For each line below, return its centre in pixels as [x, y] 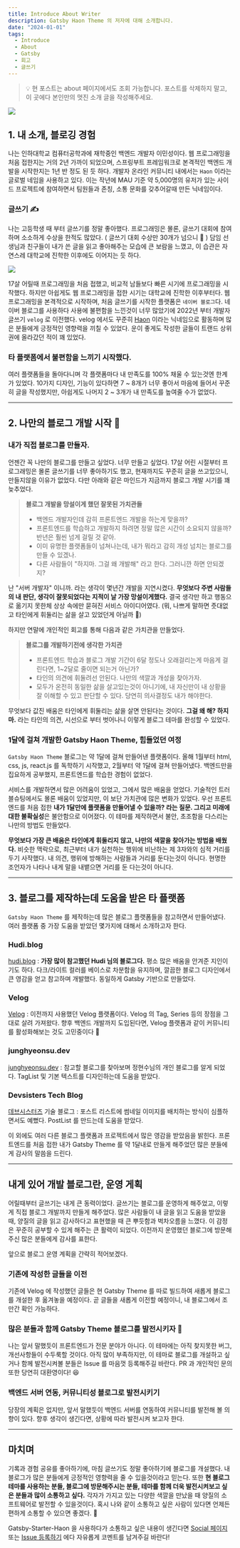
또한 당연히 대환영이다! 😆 [44, 1373]
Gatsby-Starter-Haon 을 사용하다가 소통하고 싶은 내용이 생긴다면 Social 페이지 [118, 1528]
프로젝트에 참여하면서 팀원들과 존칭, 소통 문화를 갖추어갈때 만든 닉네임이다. [119, 189]
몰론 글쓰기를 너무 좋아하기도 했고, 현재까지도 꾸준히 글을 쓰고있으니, [134, 471]
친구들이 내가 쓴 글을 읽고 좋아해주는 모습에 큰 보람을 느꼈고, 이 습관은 [124, 246]
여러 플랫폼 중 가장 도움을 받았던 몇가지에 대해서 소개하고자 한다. [98, 925]
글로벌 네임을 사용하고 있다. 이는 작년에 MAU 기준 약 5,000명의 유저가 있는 [112, 180]
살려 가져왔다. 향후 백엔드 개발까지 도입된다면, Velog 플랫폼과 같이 [113, 1023]
